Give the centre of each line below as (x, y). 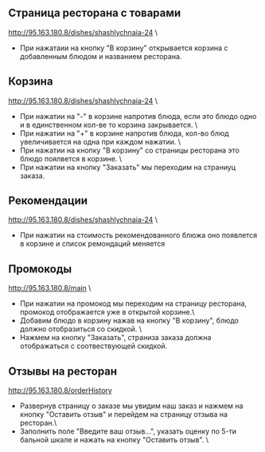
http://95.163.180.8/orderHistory (60, 391)
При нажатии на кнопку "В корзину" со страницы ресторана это (130, 150)
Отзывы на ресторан (63, 371)
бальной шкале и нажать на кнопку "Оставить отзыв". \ (114, 440)
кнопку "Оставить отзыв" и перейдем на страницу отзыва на (124, 414)
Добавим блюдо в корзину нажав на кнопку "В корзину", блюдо (129, 321)
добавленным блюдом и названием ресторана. (101, 56)
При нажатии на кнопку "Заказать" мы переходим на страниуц (128, 167)
